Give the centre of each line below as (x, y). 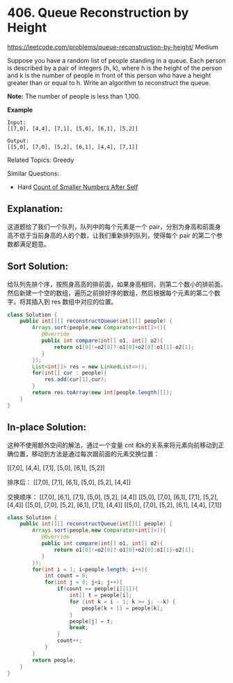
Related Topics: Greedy (41, 160)
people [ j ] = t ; (91, 621)
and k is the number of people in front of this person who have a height (109, 75)
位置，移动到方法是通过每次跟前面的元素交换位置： (86, 453)
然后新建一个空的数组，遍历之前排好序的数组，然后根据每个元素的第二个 (111, 293)
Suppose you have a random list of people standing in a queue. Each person (116, 60)
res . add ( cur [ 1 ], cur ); (76, 380)
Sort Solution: (38, 267)
